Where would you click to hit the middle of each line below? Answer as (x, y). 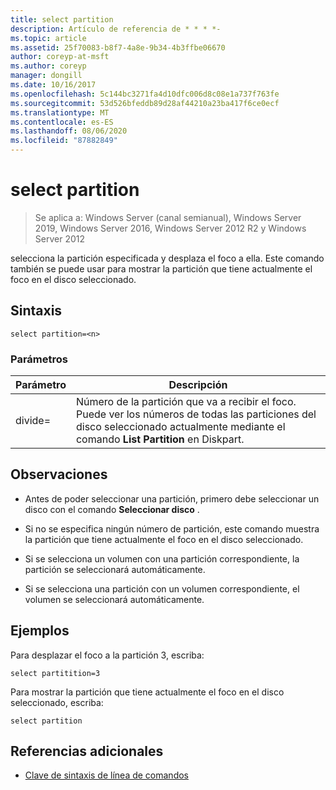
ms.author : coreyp (48, 66)
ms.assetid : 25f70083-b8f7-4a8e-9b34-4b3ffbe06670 (118, 47)
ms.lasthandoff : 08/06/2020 (69, 131)
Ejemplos (40, 631)
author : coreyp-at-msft (60, 57)
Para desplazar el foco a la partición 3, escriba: (107, 655)
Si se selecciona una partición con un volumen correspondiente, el (162, 588)
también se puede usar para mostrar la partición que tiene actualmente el (161, 268)
